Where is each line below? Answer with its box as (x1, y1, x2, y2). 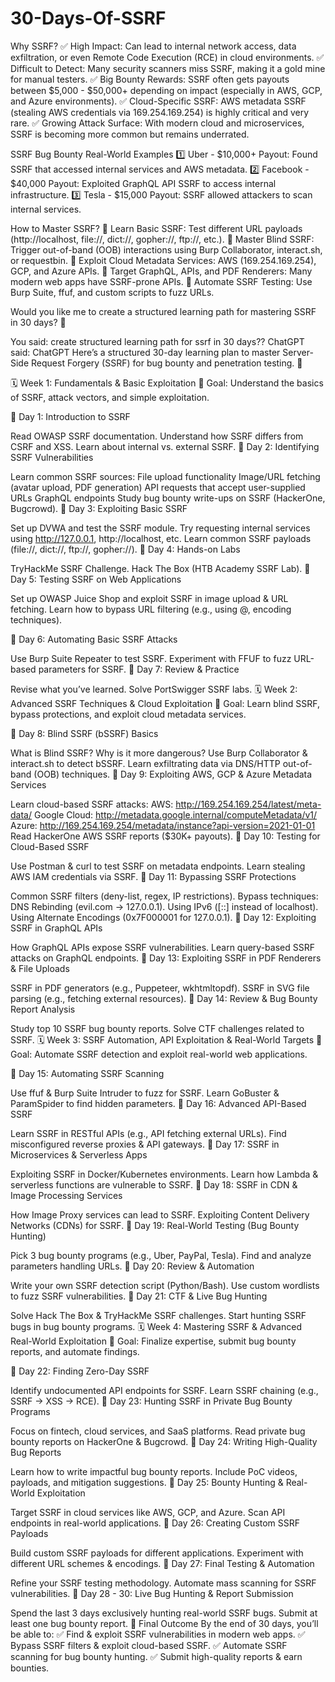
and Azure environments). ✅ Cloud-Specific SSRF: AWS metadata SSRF (10, 95, 307, 107)
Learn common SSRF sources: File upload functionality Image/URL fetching (10, 470, 321, 482)
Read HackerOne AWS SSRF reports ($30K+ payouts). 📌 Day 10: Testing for (10, 830, 321, 842)
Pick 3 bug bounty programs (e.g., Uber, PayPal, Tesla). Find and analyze (10, 1249, 312, 1261)
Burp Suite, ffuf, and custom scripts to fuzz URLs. (10, 286, 215, 298)
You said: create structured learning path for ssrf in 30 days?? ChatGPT (10, 335, 305, 347)
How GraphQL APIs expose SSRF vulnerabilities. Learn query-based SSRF (10, 941, 315, 953)
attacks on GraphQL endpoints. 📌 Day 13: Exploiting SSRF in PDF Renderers (10, 952, 322, 964)
